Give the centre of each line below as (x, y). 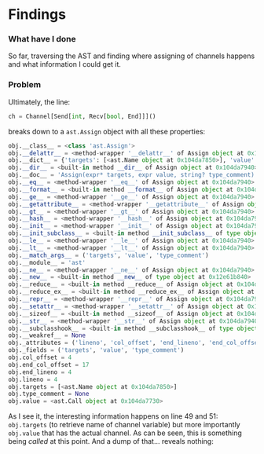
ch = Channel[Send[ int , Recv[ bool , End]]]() (82, 116)
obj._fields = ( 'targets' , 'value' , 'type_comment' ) (96, 350)
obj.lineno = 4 (33, 379)
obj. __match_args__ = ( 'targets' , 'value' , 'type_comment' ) (109, 255)
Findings (37, 15)
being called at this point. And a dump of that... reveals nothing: (111, 441)
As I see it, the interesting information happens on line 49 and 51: (113, 416)
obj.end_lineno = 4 (40, 372)
